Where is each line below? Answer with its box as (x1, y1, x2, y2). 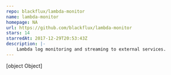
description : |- (6, 41, 46, 47)
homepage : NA (6, 19, 38, 25)
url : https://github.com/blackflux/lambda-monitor (6, 24, 132, 31)
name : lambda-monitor (6, 14, 59, 20)
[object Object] (6, 62, 43, 69)
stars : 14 (6, 30, 30, 36)
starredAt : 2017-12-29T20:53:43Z (6, 35, 88, 41)
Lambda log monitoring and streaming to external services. (16, 47, 166, 52)
